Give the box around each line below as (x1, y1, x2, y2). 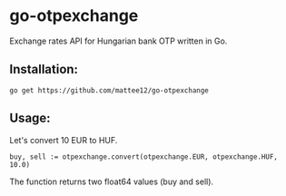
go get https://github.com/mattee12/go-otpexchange (9, 85, 209, 95)
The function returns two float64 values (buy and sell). (9, 176, 214, 187)
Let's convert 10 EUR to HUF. (9, 134, 118, 145)
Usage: (9, 111, 52, 126)
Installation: (9, 62, 79, 77)
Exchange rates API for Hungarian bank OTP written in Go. (9, 35, 228, 46)
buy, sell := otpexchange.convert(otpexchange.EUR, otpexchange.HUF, (9, 152, 279, 162)
